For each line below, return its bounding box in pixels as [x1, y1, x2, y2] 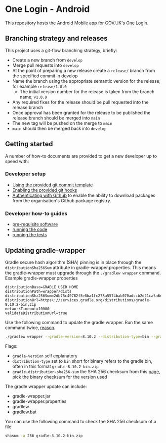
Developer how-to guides [5, 210, 68, 217]
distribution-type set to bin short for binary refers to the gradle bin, [12, 358, 153, 364]
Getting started [5, 140, 53, 148]
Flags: [5, 343, 18, 349]
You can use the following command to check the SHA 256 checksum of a [5, 418, 157, 424]
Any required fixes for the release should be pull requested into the [12, 99, 149, 105]
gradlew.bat [12, 409, 37, 415]
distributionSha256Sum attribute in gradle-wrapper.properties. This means [5, 264, 156, 271]
